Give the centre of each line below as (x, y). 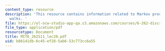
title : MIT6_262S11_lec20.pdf (36, 37)
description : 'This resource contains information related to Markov (78, 14)
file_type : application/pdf (34, 28)
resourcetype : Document (29, 32)
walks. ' (18, 18)
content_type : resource (29, 9)
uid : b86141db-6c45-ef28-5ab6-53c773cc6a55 (50, 41)
